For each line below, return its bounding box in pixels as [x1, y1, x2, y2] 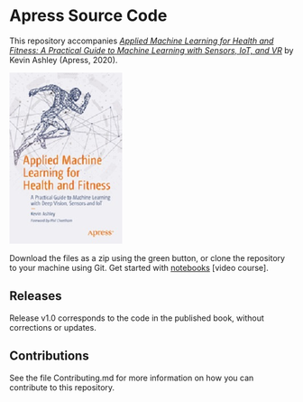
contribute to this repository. [9, 381, 115, 393]
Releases [9, 288, 62, 304]
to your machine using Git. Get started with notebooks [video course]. [9, 262, 269, 273]
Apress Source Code [9, 5, 168, 26]
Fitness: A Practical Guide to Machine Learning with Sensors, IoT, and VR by [9, 44, 294, 55]
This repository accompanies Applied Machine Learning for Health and [9, 35, 274, 46]
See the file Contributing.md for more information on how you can [9, 372, 254, 383]
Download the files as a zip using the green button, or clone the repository [9, 252, 286, 263]
